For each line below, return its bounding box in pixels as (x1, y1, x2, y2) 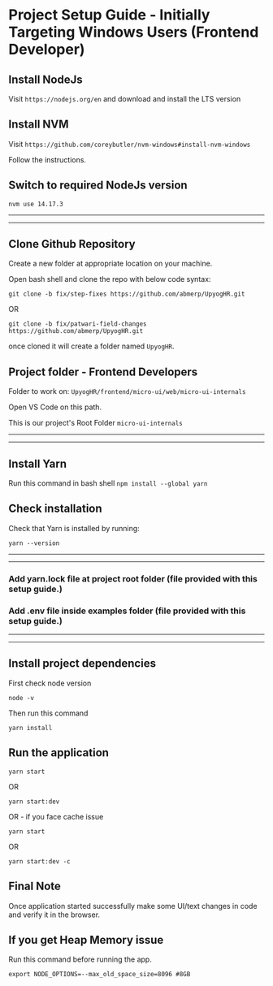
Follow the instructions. (8, 154, 87, 164)
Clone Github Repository (8, 237, 136, 251)
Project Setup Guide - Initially (8, 6, 210, 24)
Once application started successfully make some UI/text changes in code (8, 901, 258, 910)
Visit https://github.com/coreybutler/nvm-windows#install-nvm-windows (8, 139, 251, 149)
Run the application (8, 746, 110, 760)
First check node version (8, 678, 92, 688)
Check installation (8, 502, 103, 516)
